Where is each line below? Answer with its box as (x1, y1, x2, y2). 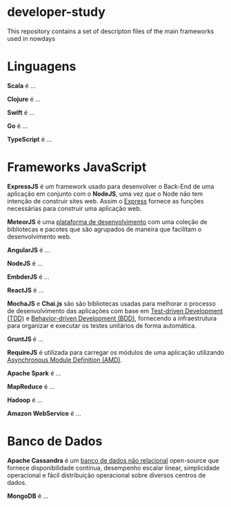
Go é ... (7, 122, 28, 130)
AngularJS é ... (7, 246, 50, 254)
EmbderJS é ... (7, 273, 50, 281)
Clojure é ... (7, 95, 41, 103)
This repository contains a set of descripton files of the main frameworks (7, 27, 214, 35)
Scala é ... (7, 81, 36, 90)
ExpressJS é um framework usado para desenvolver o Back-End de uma (7, 182, 214, 190)
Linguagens (7, 59, 77, 75)
